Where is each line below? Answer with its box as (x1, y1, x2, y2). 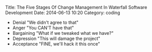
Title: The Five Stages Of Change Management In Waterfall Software (5, 5, 147, 10)
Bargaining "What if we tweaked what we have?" (12, 30, 114, 36)
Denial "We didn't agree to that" (12, 20, 79, 25)
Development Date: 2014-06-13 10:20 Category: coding (5, 10, 120, 16)
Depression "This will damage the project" (12, 35, 101, 41)
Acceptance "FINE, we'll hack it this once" (12, 41, 101, 47)
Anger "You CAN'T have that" (12, 25, 74, 31)
